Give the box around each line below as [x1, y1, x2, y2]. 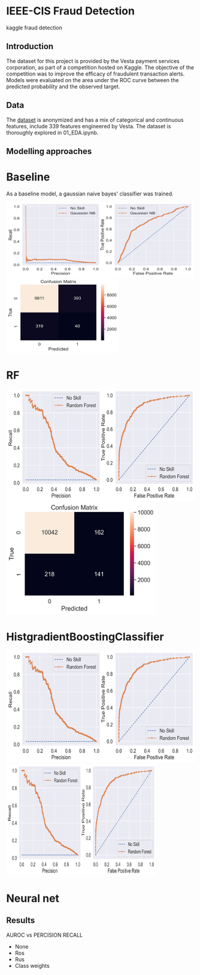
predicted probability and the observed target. [6, 83, 120, 90]
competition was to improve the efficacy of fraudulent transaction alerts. [6, 70, 185, 77]
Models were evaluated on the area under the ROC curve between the [6, 76, 179, 83]
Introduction [6, 41, 54, 52]
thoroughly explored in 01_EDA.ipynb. [6, 129, 99, 136]
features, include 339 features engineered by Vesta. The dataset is [6, 122, 171, 130]
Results [6, 916, 35, 926]
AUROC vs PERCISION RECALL [6, 931, 83, 938]
